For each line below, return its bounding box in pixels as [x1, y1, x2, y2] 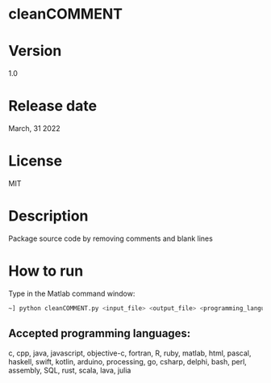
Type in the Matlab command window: [8, 288, 135, 298]
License [8, 152, 63, 170]
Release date [8, 97, 98, 116]
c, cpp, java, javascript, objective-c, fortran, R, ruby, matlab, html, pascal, [8, 348, 252, 358]
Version [8, 42, 62, 61]
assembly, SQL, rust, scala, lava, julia [8, 365, 131, 375]
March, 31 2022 [8, 124, 60, 133]
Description [8, 207, 89, 225]
